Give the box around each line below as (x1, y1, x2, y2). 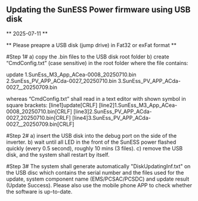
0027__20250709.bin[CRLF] (6, 120, 75, 128)
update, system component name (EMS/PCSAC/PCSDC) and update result (6, 175, 190, 183)
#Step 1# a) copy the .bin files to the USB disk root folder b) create (6, 53, 169, 60)
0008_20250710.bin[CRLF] (6, 107, 73, 115)
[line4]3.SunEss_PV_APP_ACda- (72, 114, 151, 121)
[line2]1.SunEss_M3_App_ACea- (98, 101, 178, 109)
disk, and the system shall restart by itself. (6, 151, 110, 158)
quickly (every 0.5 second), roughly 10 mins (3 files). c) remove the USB (6, 144, 183, 151)
